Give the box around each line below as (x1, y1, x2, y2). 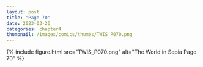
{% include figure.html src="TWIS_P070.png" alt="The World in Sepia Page (6, 48, 197, 55)
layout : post (6, 9, 40, 15)
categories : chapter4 (6, 26, 62, 32)
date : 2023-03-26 (6, 20, 51, 26)
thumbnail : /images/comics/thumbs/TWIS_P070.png (6, 32, 133, 38)
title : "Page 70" (6, 15, 51, 21)
